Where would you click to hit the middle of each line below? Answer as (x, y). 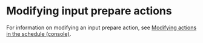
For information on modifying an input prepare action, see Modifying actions (101, 27)
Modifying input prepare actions (89, 11)
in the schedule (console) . (39, 33)
